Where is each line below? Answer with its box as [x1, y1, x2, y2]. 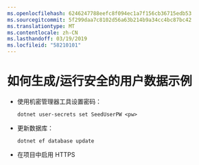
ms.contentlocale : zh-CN [7, 29, 78, 36]
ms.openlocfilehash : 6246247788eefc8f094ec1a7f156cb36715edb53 [7, 10, 192, 17]
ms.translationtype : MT [7, 23, 75, 29]
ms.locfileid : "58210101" [7, 42, 81, 49]
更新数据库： [16, 124, 54, 132]
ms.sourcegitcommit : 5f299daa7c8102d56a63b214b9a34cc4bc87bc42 [7, 16, 192, 23]
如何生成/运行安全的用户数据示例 [7, 73, 192, 89]
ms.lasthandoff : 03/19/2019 [7, 36, 88, 42]
